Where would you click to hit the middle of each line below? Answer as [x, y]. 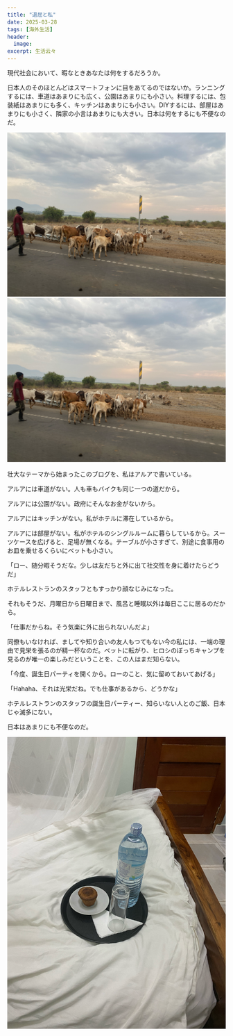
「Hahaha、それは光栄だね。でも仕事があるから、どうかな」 [94, 689]
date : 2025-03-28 [32, 22]
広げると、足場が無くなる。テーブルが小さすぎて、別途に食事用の [131, 542]
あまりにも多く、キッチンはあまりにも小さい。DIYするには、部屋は [122, 105]
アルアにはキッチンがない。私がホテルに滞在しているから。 [92, 518]
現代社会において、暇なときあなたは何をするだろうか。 [86, 73]
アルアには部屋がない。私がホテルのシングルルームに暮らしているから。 [110, 533]
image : [23, 44]
